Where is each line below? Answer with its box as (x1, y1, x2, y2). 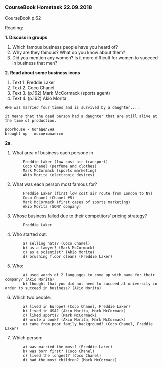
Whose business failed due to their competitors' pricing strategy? (12, 213, 147, 219)
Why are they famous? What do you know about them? (12, 49, 126, 56)
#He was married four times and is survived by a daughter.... (5, 105, 140, 110)
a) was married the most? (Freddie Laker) (23, 344, 113, 350)
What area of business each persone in (12, 150, 93, 156)
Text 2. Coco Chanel (12, 85, 55, 91)
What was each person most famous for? (12, 181, 97, 187)
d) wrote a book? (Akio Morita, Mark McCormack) (23, 317, 126, 322)
